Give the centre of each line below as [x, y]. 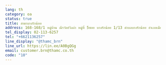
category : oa [19, 14]
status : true [19, 19]
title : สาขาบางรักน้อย [23, 23]
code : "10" [16, 55]
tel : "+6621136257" [25, 37]
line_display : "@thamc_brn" [34, 42]
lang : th [14, 10]
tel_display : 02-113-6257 [32, 32]
